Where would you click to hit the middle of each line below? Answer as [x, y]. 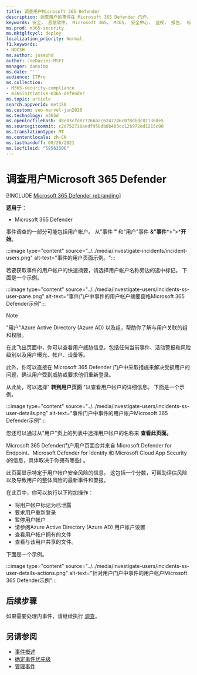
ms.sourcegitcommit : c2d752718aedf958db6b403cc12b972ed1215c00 [85, 126]
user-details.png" [27, 413]
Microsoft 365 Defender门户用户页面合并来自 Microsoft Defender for [89, 446]
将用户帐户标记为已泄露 [43, 505]
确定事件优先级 [33, 659]
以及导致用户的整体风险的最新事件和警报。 [57, 480]
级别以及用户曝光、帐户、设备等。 [47, 355]
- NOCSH [16, 50]
